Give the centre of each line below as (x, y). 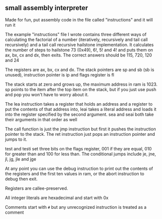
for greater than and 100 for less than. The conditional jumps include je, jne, (81, 154)
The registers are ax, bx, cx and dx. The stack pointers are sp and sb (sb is (80, 70)
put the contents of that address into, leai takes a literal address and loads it (81, 109)
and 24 (12, 60)
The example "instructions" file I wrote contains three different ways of (76, 34)
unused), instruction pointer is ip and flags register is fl (60, 74)
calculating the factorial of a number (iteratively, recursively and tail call (76, 39)
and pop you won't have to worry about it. (47, 94)
